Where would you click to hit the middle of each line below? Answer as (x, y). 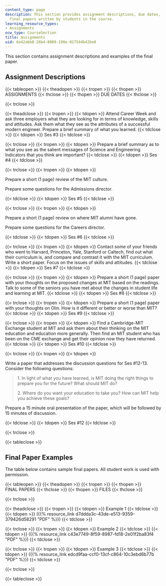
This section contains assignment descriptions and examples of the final (79, 56)
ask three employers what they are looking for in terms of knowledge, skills (82, 119)
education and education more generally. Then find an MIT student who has (83, 333)
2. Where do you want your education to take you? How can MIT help (88, 393)
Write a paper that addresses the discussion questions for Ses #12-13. (77, 363)
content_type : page (25, 10)
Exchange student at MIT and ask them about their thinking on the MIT (77, 328)
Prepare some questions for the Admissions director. (59, 189)
